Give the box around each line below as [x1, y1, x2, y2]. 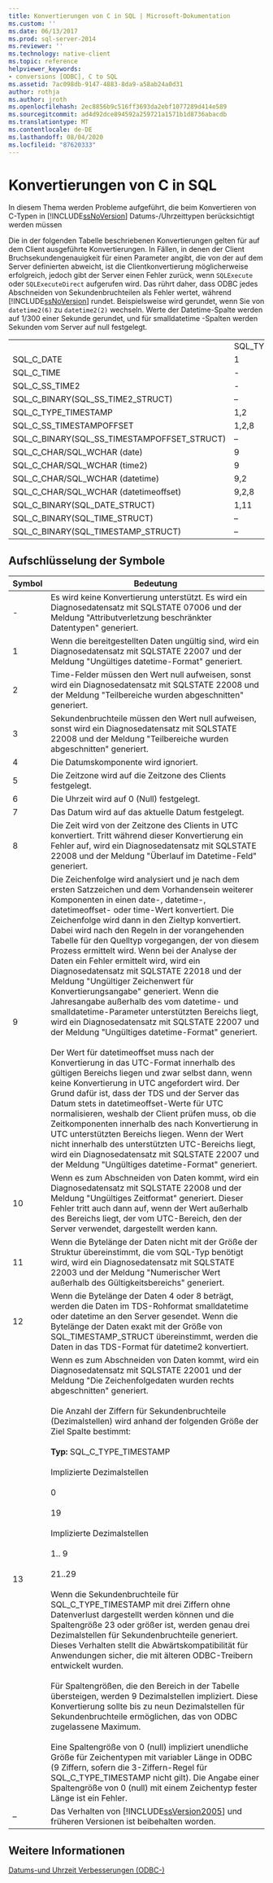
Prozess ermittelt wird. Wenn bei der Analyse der [50, 945, 237, 957]
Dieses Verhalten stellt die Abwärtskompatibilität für [50, 1639, 249, 1651]
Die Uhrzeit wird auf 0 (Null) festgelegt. [50, 794, 201, 805]
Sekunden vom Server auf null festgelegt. [8, 323, 148, 332]
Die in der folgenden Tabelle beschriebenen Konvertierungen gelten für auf [8, 235, 260, 245]
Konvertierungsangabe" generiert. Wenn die [50, 986, 219, 997]
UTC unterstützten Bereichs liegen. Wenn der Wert [50, 1128, 244, 1140]
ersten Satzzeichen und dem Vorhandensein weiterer [50, 884, 253, 895]
